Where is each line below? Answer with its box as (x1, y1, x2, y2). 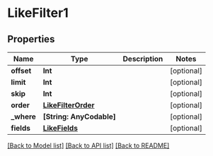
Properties (7, 33, 55, 45)
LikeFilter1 (7, 5, 69, 21)
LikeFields (42, 124, 78, 133)
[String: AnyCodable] (42, 112, 117, 121)
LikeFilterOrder (42, 100, 95, 110)
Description (122, 54, 163, 64)
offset (11, 66, 32, 76)
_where (11, 112, 37, 121)
